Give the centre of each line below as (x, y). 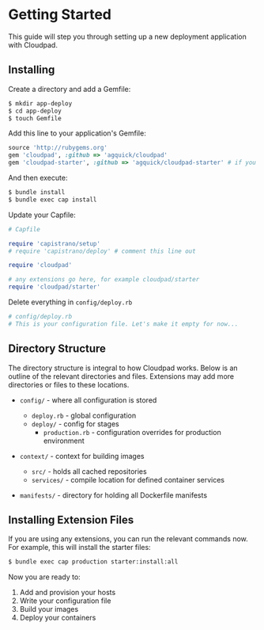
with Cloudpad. (33, 44)
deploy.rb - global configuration (84, 415)
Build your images (49, 609)
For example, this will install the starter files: (80, 548)
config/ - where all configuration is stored (88, 400)
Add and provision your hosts (68, 593)
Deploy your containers (58, 618)
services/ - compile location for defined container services (128, 479)
